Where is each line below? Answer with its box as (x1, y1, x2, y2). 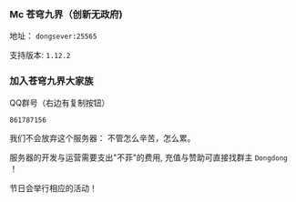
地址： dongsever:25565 (9, 30, 97, 42)
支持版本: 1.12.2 (9, 50, 71, 61)
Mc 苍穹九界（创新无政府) (9, 7, 123, 20)
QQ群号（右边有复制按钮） (9, 97, 110, 108)
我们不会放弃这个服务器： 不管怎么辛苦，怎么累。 (9, 133, 196, 144)
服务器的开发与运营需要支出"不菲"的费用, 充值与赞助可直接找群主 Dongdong (9, 152, 289, 163)
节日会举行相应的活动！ (9, 183, 97, 194)
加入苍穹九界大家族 (9, 75, 94, 87)
